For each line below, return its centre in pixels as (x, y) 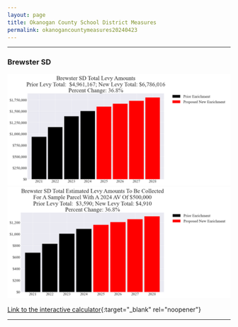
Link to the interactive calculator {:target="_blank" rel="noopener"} (104, 309)
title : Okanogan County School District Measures (82, 22)
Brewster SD (29, 62)
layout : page (27, 15)
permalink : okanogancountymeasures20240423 (73, 30)
